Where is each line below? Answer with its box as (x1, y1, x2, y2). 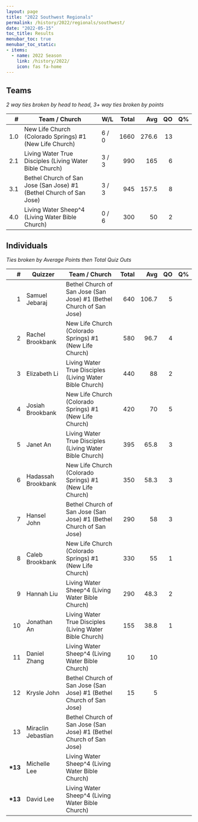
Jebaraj (26, 299, 48, 307)
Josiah (26, 401, 45, 410)
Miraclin (26, 724, 49, 732)
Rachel (26, 330, 46, 339)
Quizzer (32, 270, 55, 278)
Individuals (6, 241, 48, 251)
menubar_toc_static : (6, 42, 57, 48)
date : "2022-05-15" (6, 25, 54, 31)
